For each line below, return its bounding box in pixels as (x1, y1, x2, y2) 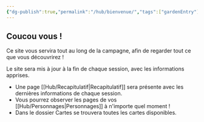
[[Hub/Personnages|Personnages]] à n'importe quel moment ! (15, 103, 171, 110)
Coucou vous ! (6, 31, 63, 42)
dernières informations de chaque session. (15, 90, 123, 97)
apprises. (6, 72, 30, 79)
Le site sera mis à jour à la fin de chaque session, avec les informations (6, 65, 185, 72)
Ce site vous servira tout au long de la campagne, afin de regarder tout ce (6, 47, 191, 54)
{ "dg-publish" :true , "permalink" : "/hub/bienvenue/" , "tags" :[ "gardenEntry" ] (6, 8, 200, 15)
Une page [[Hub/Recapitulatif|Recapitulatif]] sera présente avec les (15, 83, 184, 91)
